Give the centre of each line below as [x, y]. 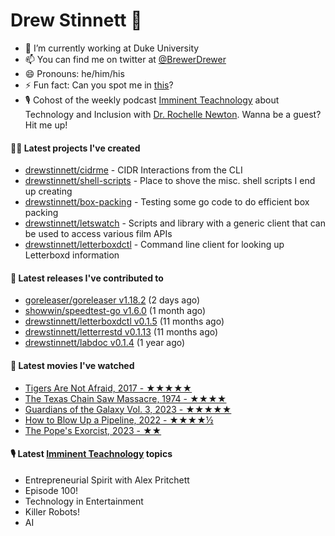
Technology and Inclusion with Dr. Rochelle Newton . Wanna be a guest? [173, 114]
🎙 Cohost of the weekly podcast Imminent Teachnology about [152, 100]
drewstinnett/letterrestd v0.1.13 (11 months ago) [121, 332]
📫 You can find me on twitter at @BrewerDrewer [125, 59]
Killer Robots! [52, 511]
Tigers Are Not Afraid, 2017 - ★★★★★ [108, 388]
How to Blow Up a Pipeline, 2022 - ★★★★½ [119, 420]
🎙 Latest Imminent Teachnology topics [91, 454]
